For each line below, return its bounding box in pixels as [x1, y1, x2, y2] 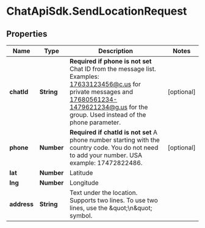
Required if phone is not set [69, 57, 152, 65]
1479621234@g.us [69, 103, 128, 111]
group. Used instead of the [69, 111, 146, 119]
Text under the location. [69, 188, 138, 197]
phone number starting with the [69, 136, 160, 144]
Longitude [69, 178, 99, 187]
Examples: [69, 72, 99, 81]
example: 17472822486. [69, 159, 143, 167]
